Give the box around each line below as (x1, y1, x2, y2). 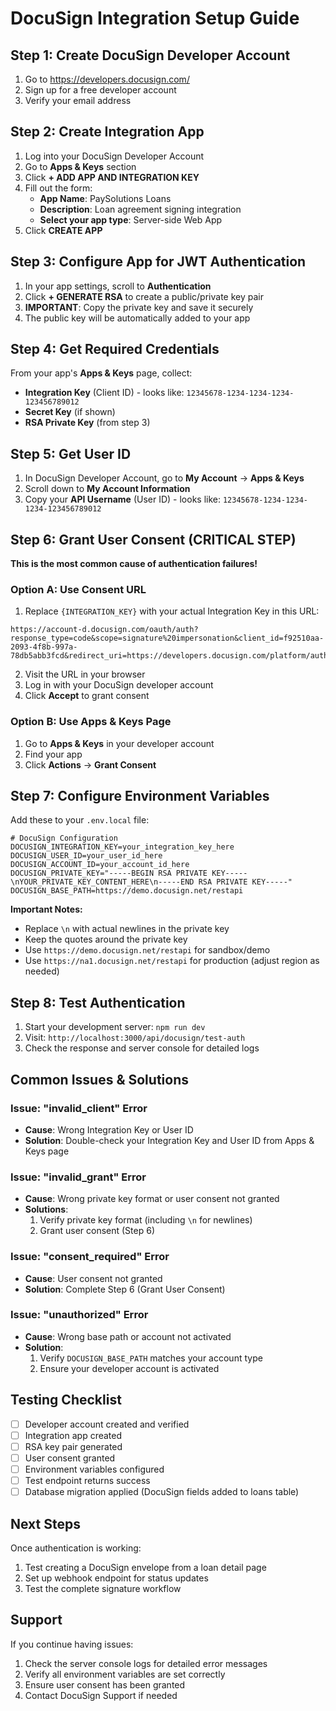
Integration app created (24, 1429, 123, 1441)
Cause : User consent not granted (24, 1272, 163, 1284)
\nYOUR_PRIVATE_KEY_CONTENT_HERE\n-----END (10, 877, 195, 887)
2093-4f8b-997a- (10, 642, 78, 652)
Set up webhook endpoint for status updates (24, 1572, 209, 1584)
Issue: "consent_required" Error (10, 1250, 170, 1264)
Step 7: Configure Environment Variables (10, 788, 270, 805)
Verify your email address (24, 95, 132, 106)
